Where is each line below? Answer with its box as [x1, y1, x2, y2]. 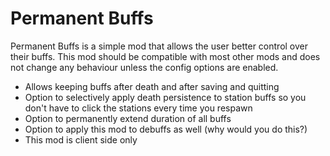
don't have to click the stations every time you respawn [24, 102, 253, 114]
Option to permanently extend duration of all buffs [24, 112, 232, 124]
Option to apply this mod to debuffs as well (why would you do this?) [24, 123, 308, 135]
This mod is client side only [24, 133, 138, 146]
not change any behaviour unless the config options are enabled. [10, 61, 279, 73]
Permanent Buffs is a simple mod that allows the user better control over [10, 40, 309, 52]
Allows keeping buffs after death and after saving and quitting [24, 80, 280, 92]
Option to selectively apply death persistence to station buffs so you [24, 91, 307, 103]
